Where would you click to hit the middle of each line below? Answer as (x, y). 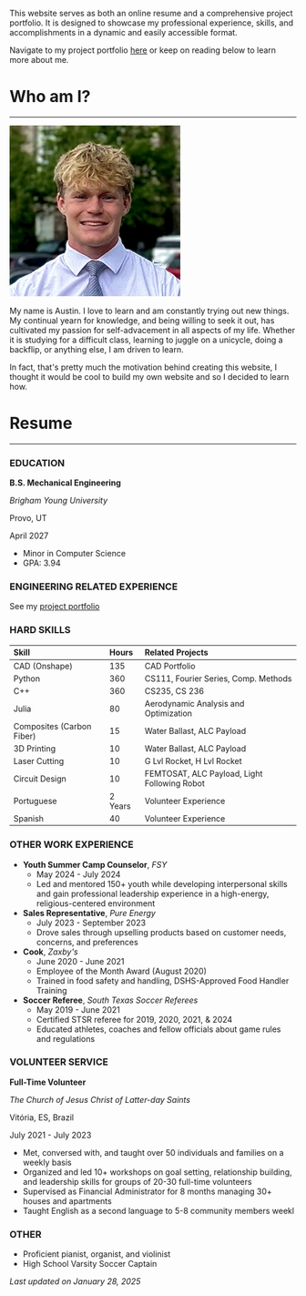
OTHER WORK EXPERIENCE (71, 844)
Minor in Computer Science (74, 554)
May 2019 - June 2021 (78, 1009)
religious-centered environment (96, 903)
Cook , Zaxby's (51, 952)
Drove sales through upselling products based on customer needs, (161, 932)
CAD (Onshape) (43, 666)
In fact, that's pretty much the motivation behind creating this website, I (143, 367)
